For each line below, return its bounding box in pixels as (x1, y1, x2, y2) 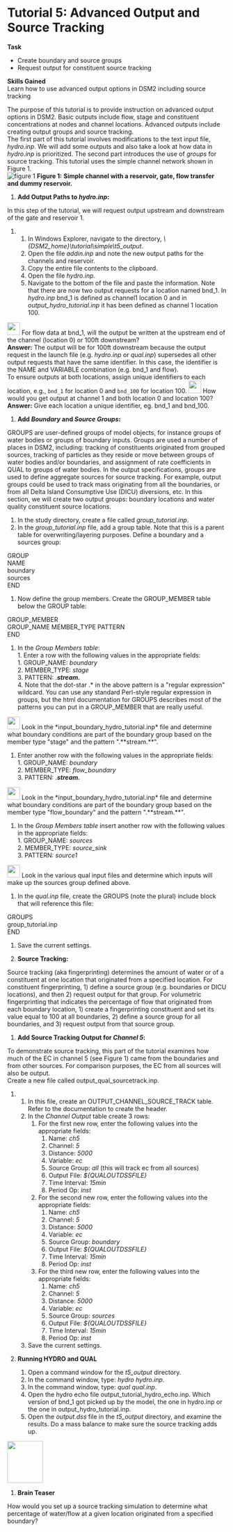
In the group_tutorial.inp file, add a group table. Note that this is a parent (17, 523, 225, 532)
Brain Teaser (17, 1488, 56, 1497)
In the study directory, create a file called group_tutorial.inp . (17, 516, 189, 524)
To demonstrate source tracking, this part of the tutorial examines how (7, 1046, 209, 1055)
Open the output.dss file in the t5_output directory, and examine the (27, 1412, 222, 1421)
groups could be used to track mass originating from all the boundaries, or (7, 480, 220, 488)
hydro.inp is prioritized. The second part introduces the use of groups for (7, 150, 217, 158)
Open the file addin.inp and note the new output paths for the (27, 249, 204, 257)
